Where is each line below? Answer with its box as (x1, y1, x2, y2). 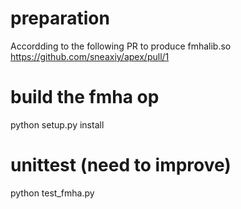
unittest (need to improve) (10, 154, 232, 177)
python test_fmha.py (10, 187, 95, 199)
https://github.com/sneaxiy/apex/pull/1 (10, 50, 170, 62)
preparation (10, 7, 110, 30)
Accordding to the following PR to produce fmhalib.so (10, 40, 232, 52)
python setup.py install (10, 118, 105, 131)
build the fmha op (10, 86, 160, 109)
